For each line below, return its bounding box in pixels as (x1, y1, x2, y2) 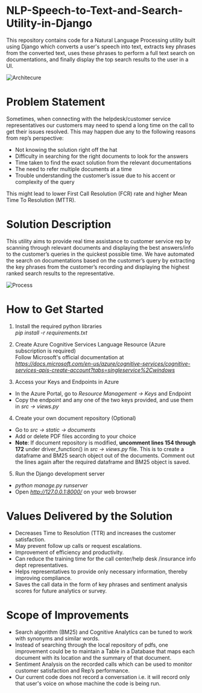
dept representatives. (14, 561, 69, 568)
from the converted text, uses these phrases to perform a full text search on (6, 49, 195, 56)
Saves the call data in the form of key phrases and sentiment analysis (14, 581, 188, 588)
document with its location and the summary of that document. (14, 654, 172, 661)
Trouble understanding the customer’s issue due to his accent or (14, 172, 176, 179)
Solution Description (6, 218, 112, 232)
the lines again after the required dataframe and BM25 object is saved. (14, 458, 191, 466)
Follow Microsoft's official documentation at (14, 353, 124, 360)
